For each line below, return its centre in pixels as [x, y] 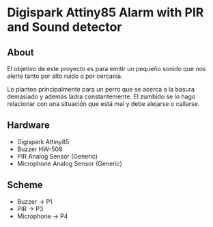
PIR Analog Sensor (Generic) [57, 156]
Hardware [28, 125]
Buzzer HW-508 [40, 149]
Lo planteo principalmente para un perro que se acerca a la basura [101, 89]
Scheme [25, 185]
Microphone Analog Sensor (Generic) [70, 163]
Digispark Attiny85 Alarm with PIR [105, 13]
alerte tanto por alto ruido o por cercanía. [65, 76]
